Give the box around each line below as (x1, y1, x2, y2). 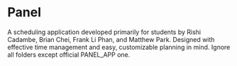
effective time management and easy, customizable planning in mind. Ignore (7, 43, 231, 51)
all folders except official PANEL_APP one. (7, 50, 131, 59)
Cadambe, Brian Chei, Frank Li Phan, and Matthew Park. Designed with (7, 35, 215, 43)
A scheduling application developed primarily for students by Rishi (7, 28, 201, 36)
